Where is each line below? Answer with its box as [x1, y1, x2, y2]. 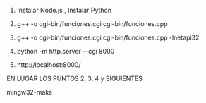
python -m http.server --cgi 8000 [16, 47, 115, 55]
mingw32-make [6, 88, 53, 96]
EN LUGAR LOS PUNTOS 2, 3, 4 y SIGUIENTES [6, 74, 143, 83]
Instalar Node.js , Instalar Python [16, 6, 112, 14]
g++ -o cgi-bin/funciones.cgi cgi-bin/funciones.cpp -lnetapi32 [16, 33, 200, 42]
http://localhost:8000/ [16, 61, 81, 69]
